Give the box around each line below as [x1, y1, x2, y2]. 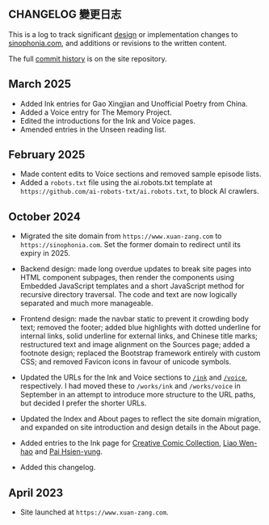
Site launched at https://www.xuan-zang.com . [19, 507, 169, 517]
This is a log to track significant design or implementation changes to [8, 29, 238, 39]
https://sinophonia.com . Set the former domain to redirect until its [19, 240, 241, 250]
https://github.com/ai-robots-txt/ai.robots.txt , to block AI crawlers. [19, 187, 260, 196]
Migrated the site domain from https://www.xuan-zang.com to [19, 231, 222, 241]
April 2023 [8, 485, 64, 499]
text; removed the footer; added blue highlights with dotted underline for [19, 322, 261, 333]
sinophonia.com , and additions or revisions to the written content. [8, 38, 227, 48]
